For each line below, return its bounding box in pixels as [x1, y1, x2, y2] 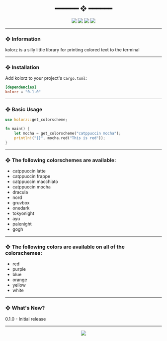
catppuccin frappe [12, 173, 51, 179]
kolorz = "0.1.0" [5, 90, 41, 95]
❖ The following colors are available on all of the [5, 243, 125, 250]
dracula [12, 189, 28, 195]
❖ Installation [5, 64, 40, 71]
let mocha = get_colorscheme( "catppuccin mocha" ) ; [14, 131, 121, 136]
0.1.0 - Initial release [5, 316, 46, 322]
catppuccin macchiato [12, 178, 58, 184]
